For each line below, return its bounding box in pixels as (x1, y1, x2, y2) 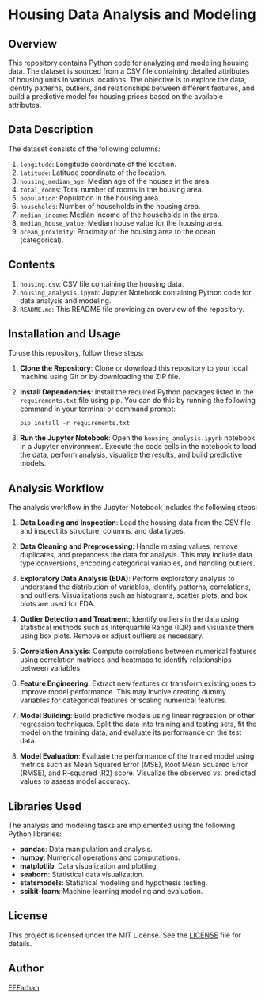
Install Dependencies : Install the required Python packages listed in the (19, 387, 255, 397)
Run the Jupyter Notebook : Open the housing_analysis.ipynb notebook (19, 433, 256, 443)
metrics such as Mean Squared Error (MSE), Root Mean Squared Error (19, 760, 248, 770)
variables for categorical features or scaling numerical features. (19, 695, 228, 705)
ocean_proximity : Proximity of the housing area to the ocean (19, 226, 216, 236)
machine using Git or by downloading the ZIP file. (19, 372, 180, 382)
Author (8, 962, 44, 975)
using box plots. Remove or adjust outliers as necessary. (19, 631, 204, 641)
